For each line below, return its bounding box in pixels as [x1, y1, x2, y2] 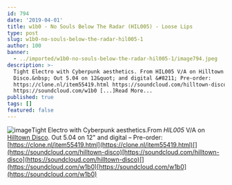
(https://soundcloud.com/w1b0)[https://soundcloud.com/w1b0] [7, 162, 187, 170]
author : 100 [7, 42, 41, 49]
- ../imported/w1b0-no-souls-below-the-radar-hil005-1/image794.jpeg [13, 55, 217, 62]
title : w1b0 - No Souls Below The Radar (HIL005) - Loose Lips [7, 23, 193, 30]
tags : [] [7, 100, 32, 107]
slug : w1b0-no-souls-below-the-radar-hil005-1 [7, 36, 144, 43]
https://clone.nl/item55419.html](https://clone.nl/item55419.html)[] [9, 140, 198, 149]
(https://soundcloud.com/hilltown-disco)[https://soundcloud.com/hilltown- [7, 148, 220, 156]
